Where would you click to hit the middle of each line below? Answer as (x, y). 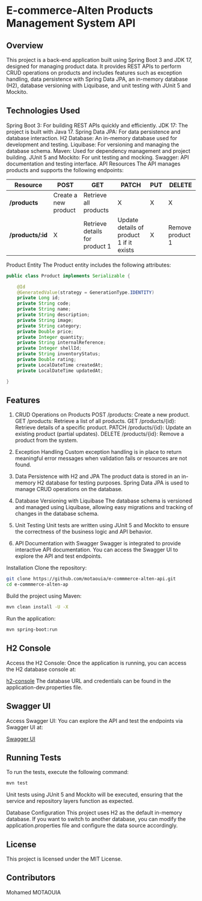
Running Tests (34, 757)
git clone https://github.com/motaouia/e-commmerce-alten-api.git (91, 579)
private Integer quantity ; (51, 337)
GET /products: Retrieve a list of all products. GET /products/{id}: (95, 421)
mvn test (17, 783)
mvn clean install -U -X (37, 607)
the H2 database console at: (41, 669)
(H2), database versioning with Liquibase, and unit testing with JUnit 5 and (99, 85)
